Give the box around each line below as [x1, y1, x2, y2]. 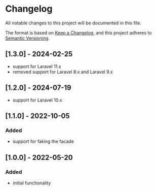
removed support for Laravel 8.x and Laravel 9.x [12, 69, 113, 75]
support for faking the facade [12, 138, 74, 145]
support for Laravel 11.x [12, 63, 62, 69]
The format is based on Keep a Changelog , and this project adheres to [5, 29, 152, 36]
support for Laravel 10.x [12, 97, 62, 103]
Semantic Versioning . [5, 35, 50, 41]
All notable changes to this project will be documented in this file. [5, 20, 142, 26]
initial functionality [12, 180, 51, 186]
